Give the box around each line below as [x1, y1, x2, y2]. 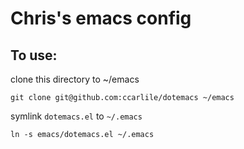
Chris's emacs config [10, 7, 192, 30]
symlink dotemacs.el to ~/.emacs [10, 110, 143, 122]
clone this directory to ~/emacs [10, 73, 140, 85]
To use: [10, 47, 58, 64]
